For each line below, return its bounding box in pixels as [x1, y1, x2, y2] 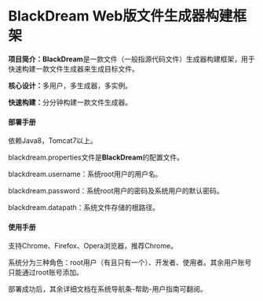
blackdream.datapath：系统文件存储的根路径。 [8, 203, 159, 212]
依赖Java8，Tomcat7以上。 [8, 136, 98, 145]
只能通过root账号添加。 [8, 268, 84, 277]
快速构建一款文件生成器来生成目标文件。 [8, 64, 139, 73]
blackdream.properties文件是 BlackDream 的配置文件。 [8, 152, 184, 162]
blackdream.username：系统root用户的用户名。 [8, 170, 163, 179]
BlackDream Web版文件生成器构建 [8, 7, 233, 25]
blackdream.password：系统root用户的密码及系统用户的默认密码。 [8, 186, 224, 196]
